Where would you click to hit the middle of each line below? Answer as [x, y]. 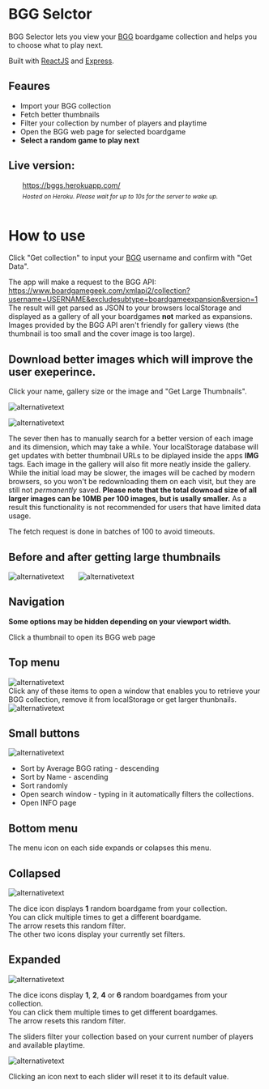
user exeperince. [52, 372]
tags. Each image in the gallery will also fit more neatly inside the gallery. [130, 464]
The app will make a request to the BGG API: [82, 282]
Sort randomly [44, 785]
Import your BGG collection [66, 105]
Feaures [30, 86]
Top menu [34, 663]
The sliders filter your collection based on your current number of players [131, 1036]
